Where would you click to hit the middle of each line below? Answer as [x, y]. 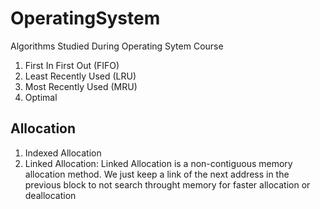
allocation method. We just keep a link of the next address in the [157, 174]
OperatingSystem [85, 18]
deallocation [50, 195]
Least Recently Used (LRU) [80, 76]
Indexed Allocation [63, 153]
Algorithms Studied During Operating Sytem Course [117, 46]
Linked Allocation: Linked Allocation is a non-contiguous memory [158, 163]
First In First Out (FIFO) [72, 65]
